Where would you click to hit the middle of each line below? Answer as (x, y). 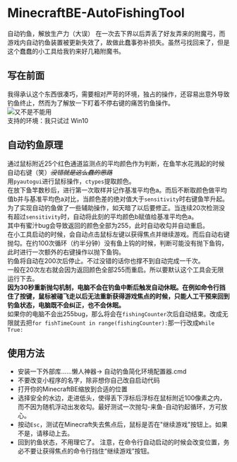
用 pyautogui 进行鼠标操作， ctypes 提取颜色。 (71, 181)
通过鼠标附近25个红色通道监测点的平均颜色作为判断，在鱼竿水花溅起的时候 (116, 163)
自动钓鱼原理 (35, 145)
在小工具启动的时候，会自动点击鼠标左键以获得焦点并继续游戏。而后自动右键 (119, 234)
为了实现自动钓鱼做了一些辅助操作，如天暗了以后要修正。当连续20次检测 (113, 207)
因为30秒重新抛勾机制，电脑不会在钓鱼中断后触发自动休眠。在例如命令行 (114, 287)
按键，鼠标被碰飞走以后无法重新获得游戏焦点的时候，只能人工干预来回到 (124, 296)
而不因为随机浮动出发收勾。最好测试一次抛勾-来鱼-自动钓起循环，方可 (119, 407)
